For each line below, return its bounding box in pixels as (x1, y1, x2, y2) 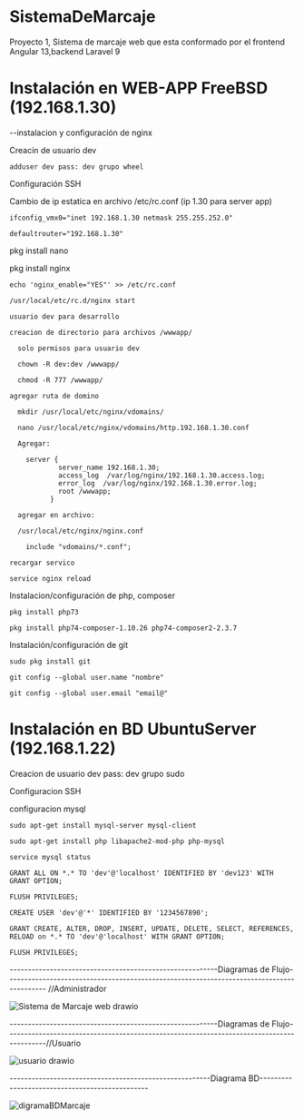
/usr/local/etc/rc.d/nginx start (9, 296, 136, 305)
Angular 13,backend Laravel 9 (9, 45, 121, 56)
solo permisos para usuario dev (17, 343, 141, 353)
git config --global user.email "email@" (9, 688, 169, 698)
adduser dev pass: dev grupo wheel (9, 162, 144, 172)
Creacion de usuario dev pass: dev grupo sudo (9, 768, 185, 779)
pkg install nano (9, 245, 69, 256)
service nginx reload (9, 574, 92, 583)
